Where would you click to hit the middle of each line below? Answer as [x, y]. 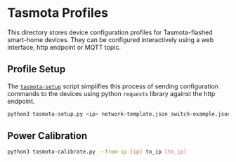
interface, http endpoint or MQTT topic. [64, 47]
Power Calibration [47, 136]
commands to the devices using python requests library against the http [111, 93]
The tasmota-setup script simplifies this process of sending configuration [113, 86]
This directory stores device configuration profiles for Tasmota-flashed [110, 32]
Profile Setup [37, 69]
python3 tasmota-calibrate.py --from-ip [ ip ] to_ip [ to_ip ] [97, 152]
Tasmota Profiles [58, 13]
